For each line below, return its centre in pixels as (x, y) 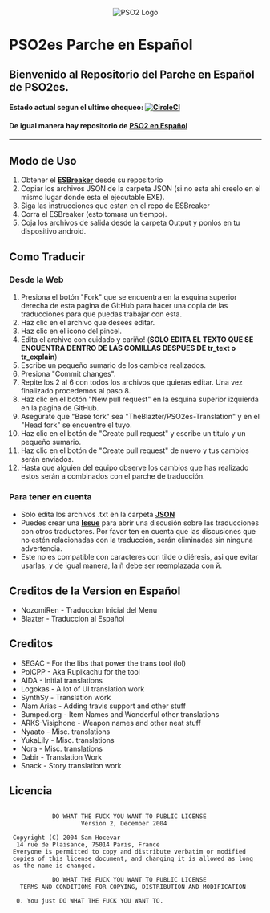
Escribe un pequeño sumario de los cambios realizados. (113, 365)
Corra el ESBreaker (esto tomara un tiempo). (94, 214)
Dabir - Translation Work (61, 757)
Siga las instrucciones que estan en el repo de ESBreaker (115, 206)
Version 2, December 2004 (124, 823)
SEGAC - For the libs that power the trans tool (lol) (103, 663)
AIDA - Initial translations (62, 680)
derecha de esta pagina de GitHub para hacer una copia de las (124, 305)
